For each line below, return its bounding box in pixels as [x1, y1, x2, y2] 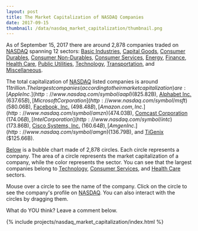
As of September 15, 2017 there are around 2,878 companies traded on [6, 41, 179, 49]
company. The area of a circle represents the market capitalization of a [6, 152, 179, 160]
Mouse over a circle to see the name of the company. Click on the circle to [6, 183, 187, 190]
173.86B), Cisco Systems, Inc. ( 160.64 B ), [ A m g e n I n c [8, 122, 135, 129]
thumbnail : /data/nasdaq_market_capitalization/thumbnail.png [6, 25, 163, 31]
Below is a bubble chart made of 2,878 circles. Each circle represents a [6, 146, 180, 153]
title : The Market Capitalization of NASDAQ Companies [6, 14, 144, 20]
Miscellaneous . [6, 66, 43, 74]
